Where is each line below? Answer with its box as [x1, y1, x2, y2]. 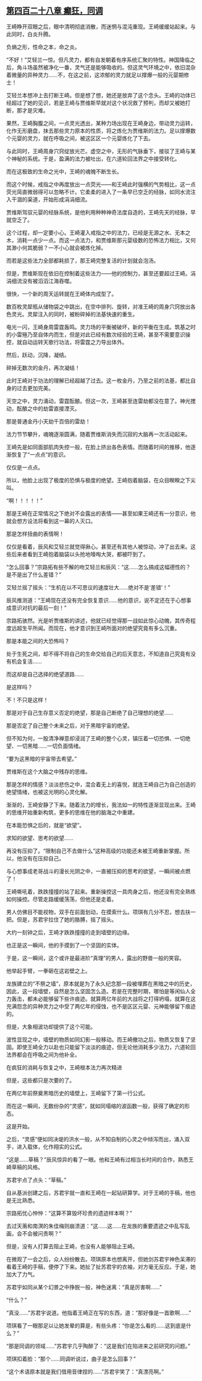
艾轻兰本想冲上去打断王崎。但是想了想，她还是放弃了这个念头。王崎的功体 [6, 91, 191, 98]
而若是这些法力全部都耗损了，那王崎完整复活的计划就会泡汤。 [6, 257, 159, 264]
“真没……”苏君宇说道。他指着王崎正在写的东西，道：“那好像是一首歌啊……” [6, 1309, 191, 1316]
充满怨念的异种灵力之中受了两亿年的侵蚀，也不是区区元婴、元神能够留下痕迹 [6, 1002, 196, 1010]
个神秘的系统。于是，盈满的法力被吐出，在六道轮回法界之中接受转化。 [6, 155, 180, 162]
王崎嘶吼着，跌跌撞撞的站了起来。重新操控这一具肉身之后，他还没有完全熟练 [6, 888, 196, 895]
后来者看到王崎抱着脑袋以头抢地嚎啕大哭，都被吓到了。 [11, 550, 148, 557]
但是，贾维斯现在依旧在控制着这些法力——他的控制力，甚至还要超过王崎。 [6, 269, 191, 277]
